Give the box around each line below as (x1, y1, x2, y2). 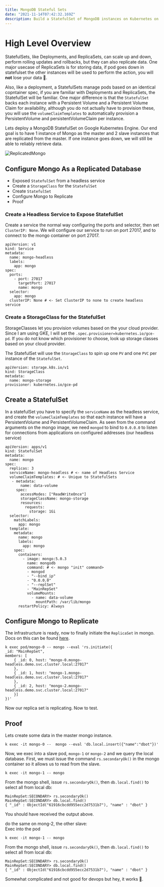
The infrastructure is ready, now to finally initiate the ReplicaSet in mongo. (5, 630, 155, 636)
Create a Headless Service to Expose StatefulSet (5, 211, 123, 218)
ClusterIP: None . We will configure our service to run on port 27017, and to (5, 227, 156, 233)
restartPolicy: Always (18, 603, 65, 608)
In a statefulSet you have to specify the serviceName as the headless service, (5, 409, 160, 414)
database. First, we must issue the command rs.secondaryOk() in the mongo (5, 756, 160, 762)
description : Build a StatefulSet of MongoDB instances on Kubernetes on (5, 16, 159, 21)
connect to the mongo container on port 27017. (5, 232, 99, 239)
